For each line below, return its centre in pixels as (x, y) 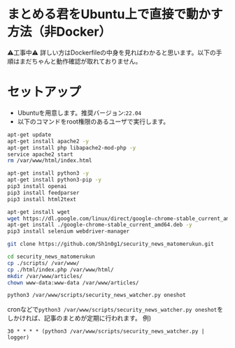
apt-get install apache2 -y (48, 141)
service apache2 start (40, 154)
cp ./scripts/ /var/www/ (43, 263)
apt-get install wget (39, 212)
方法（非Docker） (59, 32)
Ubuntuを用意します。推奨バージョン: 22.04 (79, 113)
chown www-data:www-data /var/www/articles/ (73, 283)
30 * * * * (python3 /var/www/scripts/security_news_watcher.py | (106, 332)
